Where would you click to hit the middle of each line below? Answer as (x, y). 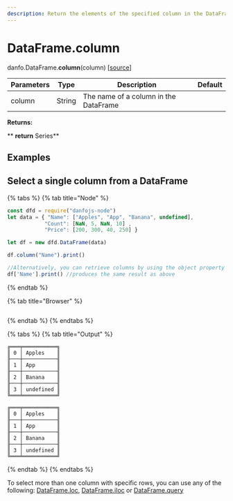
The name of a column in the (129, 96)
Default (210, 84)
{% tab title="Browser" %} (45, 301)
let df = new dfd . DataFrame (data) (57, 243)
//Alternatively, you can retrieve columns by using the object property (116, 268)
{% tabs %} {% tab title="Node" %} (58, 198)
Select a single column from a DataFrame (98, 181)
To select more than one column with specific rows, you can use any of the (114, 483)
